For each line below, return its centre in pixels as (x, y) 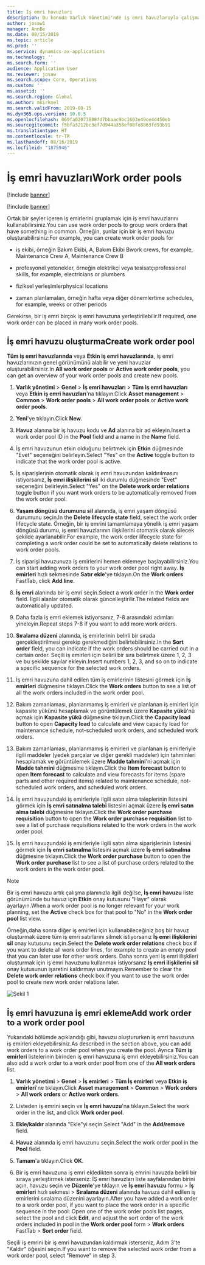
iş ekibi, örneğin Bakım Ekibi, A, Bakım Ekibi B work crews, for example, (104, 249)
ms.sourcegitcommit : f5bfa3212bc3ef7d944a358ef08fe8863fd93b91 (89, 125)
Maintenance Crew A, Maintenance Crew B (70, 256)
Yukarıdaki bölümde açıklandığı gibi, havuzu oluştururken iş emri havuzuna (101, 1037)
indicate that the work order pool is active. (69, 462)
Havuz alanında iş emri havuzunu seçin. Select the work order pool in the (107, 1143)
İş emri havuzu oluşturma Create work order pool (101, 341)
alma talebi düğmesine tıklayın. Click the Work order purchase (94, 812)
